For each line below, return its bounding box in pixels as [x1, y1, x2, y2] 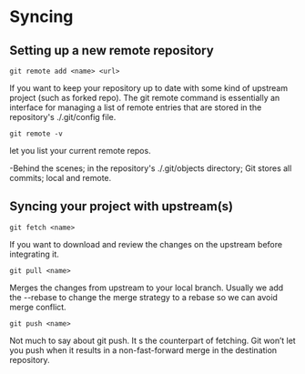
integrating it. [9, 248, 59, 259]
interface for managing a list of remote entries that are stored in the [9, 102, 262, 113]
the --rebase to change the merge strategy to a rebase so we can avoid [9, 291, 278, 302]
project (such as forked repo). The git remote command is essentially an [9, 93, 280, 103]
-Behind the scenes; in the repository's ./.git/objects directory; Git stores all [9, 163, 292, 174]
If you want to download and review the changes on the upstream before [9, 238, 283, 249]
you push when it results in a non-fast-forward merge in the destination [9, 344, 278, 356]
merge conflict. [9, 301, 66, 312]
